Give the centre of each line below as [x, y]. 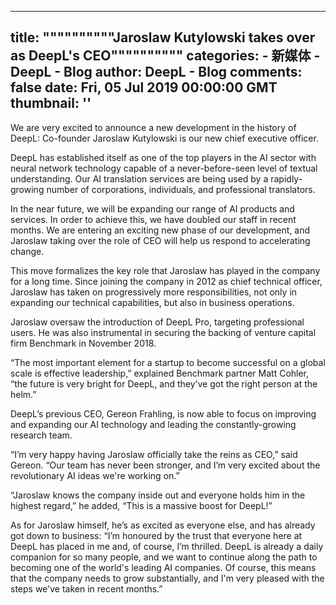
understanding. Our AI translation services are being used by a [139, 178]
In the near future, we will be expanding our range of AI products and [152, 208]
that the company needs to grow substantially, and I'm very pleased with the [167, 578]
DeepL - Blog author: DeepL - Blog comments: [156, 72]
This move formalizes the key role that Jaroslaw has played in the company [165, 270]
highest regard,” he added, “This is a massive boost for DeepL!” [141, 505]
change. [27, 251]
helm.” [23, 394]
